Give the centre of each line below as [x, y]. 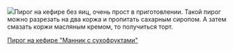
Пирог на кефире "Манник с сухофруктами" [73, 40]
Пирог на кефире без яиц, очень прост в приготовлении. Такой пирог [118, 12]
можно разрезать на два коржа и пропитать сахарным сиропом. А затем [117, 19]
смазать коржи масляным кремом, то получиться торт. [90, 27]
